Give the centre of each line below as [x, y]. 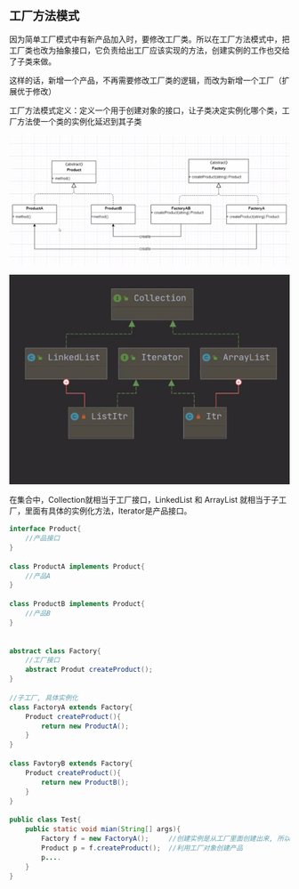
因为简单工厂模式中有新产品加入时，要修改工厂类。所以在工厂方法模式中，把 [149, 39]
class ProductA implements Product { [77, 566]
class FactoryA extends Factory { [71, 707]
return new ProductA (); [85, 726]
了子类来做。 [32, 61]
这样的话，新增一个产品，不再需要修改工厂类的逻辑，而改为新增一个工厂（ [145, 80]
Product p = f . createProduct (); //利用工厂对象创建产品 [142, 848]
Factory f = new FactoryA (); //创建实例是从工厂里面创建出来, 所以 [166, 839]
